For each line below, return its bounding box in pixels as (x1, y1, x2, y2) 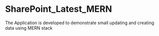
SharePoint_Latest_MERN (5, 3, 112, 15)
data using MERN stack (5, 25, 53, 31)
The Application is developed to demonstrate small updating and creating (5, 20, 155, 26)
